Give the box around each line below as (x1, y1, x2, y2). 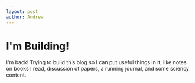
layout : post (6, 8, 38, 15)
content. (6, 71, 27, 78)
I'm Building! (6, 39, 70, 53)
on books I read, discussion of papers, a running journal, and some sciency (6, 65, 189, 72)
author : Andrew (6, 14, 44, 20)
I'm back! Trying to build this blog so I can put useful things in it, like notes (6, 59, 187, 66)
